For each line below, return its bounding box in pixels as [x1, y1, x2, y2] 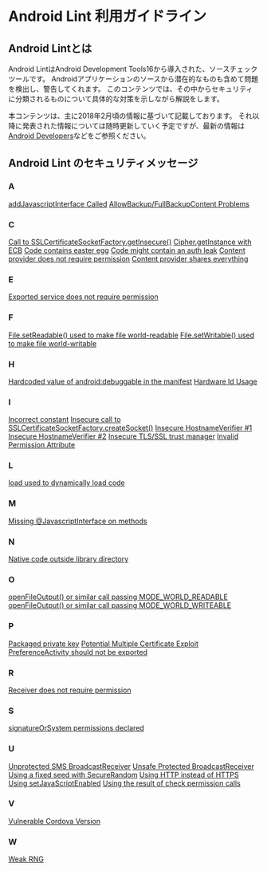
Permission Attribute [8, 440, 76, 450]
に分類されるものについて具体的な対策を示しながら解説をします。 [8, 94, 225, 104]
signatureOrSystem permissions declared [8, 723, 145, 733]
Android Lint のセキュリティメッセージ [8, 156, 198, 170]
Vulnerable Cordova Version [8, 816, 101, 826]
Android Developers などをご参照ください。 [8, 131, 151, 140]
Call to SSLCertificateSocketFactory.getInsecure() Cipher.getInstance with [8, 237, 252, 246]
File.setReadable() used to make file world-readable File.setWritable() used [8, 330, 255, 340]
